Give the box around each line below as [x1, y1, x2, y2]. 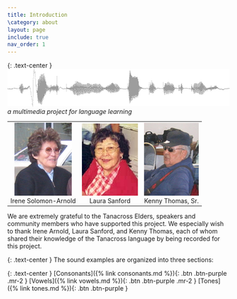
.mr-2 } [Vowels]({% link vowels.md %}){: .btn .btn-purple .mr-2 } [7, 276, 197, 285]
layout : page [7, 26, 46, 33]
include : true [7, 34, 49, 41]
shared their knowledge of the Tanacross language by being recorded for [7, 234, 221, 243]
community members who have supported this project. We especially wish [7, 220, 224, 228]
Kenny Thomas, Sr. [144, 196, 199, 205]
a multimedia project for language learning [7, 108, 133, 116]
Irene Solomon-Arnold [10, 196, 76, 205]
